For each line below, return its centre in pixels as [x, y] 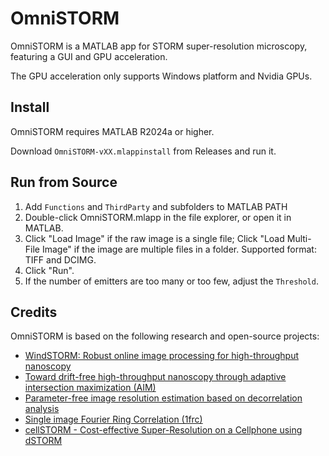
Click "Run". [49, 270]
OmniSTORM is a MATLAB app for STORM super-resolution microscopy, [159, 46]
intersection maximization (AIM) [90, 388]
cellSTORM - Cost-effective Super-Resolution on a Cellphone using [163, 430]
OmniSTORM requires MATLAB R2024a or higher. [112, 131]
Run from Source [64, 182]
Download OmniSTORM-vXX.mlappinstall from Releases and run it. [143, 151]
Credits [34, 312]
